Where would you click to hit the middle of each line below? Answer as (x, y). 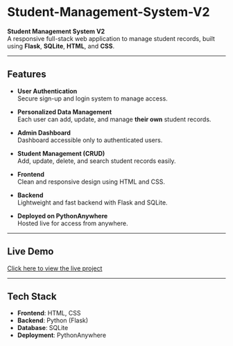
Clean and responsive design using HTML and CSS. (91, 182)
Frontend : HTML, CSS (49, 313)
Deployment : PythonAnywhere (61, 335)
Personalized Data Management (64, 112)
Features (27, 75)
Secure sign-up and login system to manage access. (92, 98)
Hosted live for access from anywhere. (72, 223)
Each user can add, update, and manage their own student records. (114, 119)
